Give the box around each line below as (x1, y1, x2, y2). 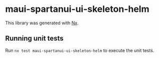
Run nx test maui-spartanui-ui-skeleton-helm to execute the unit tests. (5, 47, 154, 53)
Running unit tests (5, 34, 64, 43)
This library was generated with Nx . (5, 20, 79, 26)
